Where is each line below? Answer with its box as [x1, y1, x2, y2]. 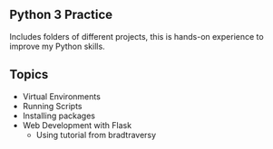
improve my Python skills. [9, 41, 106, 51]
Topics [9, 67, 49, 82]
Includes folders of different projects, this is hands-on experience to [9, 31, 265, 42]
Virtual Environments [22, 90, 102, 102]
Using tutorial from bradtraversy [35, 129, 157, 140]
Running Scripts [22, 100, 83, 111]
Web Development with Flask [22, 119, 132, 130]
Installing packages [22, 110, 95, 121]
